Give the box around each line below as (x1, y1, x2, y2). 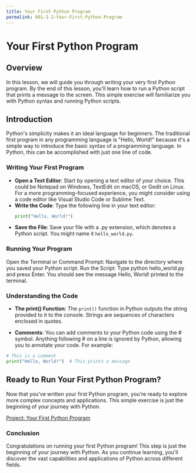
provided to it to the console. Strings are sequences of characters (14, 312, 175, 319)
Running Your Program (6, 245, 72, 253)
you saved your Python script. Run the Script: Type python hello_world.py (6, 264, 184, 272)
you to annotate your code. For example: (14, 342, 114, 349)
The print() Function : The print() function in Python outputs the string (14, 305, 187, 312)
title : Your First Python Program (6, 8, 91, 15)
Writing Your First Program (6, 163, 84, 171)
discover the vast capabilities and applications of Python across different (6, 455, 183, 462)
